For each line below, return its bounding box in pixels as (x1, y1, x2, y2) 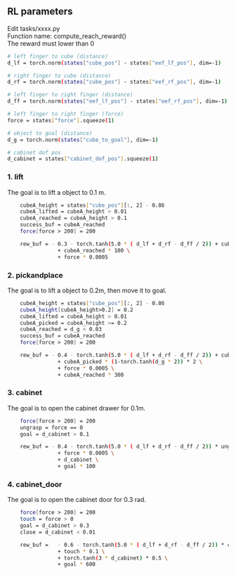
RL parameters (7, 6, 73, 18)
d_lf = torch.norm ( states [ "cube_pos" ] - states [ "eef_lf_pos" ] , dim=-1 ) (7, 59, 221, 66)
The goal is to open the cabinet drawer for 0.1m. (7, 403, 146, 412)
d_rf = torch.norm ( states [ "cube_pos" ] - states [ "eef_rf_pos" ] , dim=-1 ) (7, 79, 221, 86)
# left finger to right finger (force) (7, 110, 124, 118)
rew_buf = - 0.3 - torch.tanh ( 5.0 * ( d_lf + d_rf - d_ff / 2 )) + (20, 240, 218, 247)
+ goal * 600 (57, 561, 96, 568)
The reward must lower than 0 (7, 39, 95, 48)
